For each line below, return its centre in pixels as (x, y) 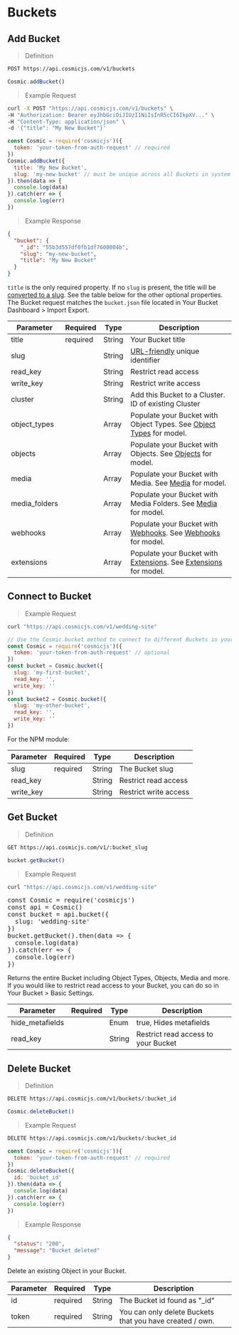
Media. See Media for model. (178, 483)
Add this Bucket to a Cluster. (178, 395)
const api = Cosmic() (45, 908)
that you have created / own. (167, 1321)
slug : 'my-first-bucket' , (52, 673)
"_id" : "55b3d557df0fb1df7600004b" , (75, 247)
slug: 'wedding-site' (52, 922)
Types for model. (159, 433)
